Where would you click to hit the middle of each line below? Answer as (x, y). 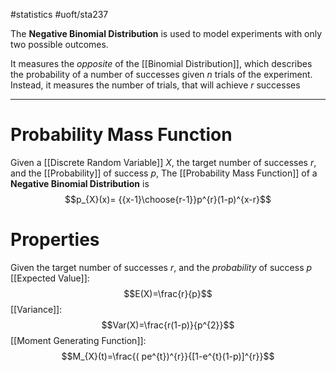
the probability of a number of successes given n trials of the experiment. (161, 74)
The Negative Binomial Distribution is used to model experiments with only (166, 33)
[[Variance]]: (36, 309)
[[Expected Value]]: (50, 278)
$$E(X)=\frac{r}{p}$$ (168, 293)
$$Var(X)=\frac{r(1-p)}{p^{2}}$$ (168, 325)
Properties (55, 240)
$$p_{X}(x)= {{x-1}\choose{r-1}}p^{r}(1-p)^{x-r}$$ (168, 199)
